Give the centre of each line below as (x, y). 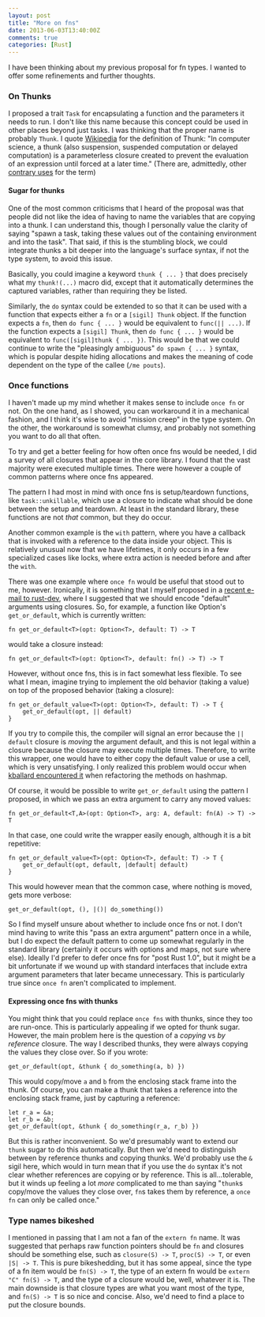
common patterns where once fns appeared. (81, 476)
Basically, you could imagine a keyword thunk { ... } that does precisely (128, 274)
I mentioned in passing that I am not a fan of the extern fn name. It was (124, 1238)
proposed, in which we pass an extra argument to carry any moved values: (129, 799)
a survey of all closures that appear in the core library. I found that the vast (129, 460)
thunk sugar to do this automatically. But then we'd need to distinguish (122, 1150)
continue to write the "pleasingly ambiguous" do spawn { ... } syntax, (123, 348)
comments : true (33, 38)
